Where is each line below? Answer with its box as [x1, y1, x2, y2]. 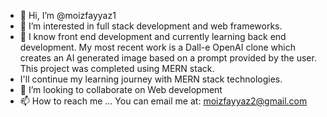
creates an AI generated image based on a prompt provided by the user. [19, 52, 317, 64]
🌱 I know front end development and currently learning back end [19, 31, 287, 42]
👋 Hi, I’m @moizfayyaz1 [19, 10, 117, 21]
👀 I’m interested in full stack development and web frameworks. [19, 20, 283, 32]
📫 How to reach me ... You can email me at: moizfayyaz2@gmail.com [19, 95, 308, 107]
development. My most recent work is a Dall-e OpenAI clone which [19, 41, 296, 53]
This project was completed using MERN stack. [19, 63, 215, 74]
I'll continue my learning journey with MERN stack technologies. [19, 73, 283, 85]
